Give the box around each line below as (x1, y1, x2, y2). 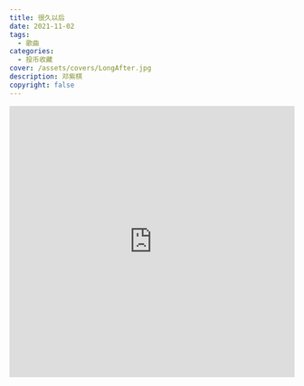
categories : (9, 47, 54, 56)
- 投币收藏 (17, 55, 53, 64)
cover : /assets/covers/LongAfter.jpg (9, 64, 152, 73)
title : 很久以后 (9, 13, 65, 23)
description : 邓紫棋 (9, 72, 83, 81)
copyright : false (9, 80, 75, 89)
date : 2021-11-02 (9, 22, 75, 31)
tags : (9, 30, 30, 39)
